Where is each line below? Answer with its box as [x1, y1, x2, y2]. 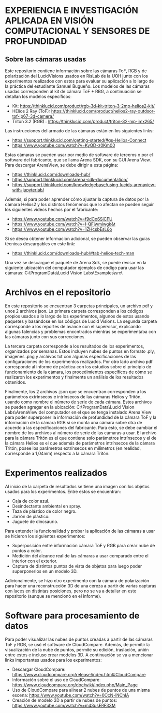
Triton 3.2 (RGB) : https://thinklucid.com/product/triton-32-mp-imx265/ [12, 119, 154, 124]
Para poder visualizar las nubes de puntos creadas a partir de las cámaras [5, 636, 153, 642]
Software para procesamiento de [5, 610, 140, 621]
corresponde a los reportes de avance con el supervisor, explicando [5, 323, 141, 329]
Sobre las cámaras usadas [5, 55, 86, 63]
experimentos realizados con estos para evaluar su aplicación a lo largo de [5, 78, 154, 84]
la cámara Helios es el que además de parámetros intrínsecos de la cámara [5, 440, 155, 446]
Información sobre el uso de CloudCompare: [12, 677, 101, 682]
